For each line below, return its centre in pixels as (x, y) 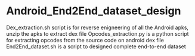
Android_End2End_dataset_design (94, 11)
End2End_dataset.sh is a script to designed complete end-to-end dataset (96, 46)
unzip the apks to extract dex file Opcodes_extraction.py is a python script (97, 33)
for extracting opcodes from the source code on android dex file (85, 40)
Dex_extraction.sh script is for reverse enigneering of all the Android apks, (97, 27)
